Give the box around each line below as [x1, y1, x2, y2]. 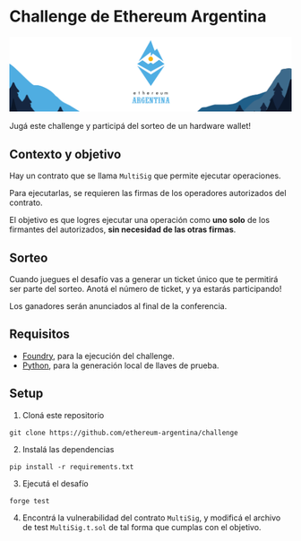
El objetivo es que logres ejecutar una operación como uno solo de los [9, 215, 271, 226]
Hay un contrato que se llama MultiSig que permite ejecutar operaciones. [9, 170, 281, 181]
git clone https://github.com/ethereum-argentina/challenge [9, 428, 239, 437]
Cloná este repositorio [21, 409, 105, 420]
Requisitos [9, 327, 70, 342]
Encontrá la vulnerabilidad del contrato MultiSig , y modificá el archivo [21, 512, 281, 523]
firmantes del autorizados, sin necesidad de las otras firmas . [9, 224, 236, 235]
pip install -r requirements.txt [9, 462, 134, 471]
